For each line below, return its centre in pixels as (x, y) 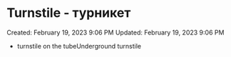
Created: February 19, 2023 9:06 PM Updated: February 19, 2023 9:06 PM (115, 32)
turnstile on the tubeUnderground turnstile (79, 46)
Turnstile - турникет (69, 13)
